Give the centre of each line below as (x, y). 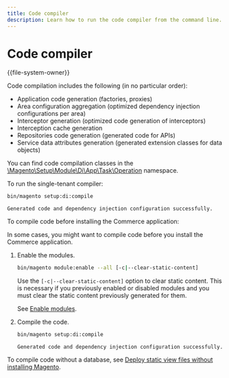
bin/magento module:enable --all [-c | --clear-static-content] (108, 268)
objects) (29, 150)
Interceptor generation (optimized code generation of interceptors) (111, 121)
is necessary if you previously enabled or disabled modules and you (113, 288)
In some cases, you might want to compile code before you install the (105, 235)
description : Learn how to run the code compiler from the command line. (115, 20)
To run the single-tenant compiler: (55, 184)
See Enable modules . (47, 309)
